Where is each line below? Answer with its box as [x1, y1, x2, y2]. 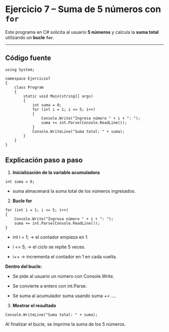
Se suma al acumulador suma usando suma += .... [12, 293, 117, 299]
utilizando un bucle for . [5, 34, 54, 40]
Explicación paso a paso [5, 156, 83, 164]
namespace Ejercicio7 [5, 76, 51, 81]
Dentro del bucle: [5, 263, 42, 269]
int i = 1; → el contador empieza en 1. [12, 234, 89, 240]
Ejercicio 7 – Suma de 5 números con [5, 4, 161, 15]
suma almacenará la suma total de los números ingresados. [12, 188, 136, 194]
